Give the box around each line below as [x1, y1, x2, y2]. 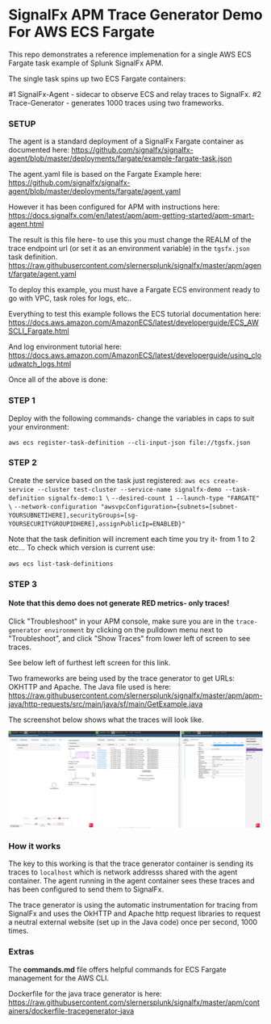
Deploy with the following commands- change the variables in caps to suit [8, 413, 255, 423]
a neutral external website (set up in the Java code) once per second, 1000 [8, 917, 258, 927]
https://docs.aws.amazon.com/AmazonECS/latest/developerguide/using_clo [8, 350, 262, 360]
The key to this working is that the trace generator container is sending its [8, 858, 254, 869]
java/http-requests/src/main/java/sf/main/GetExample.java [8, 699, 203, 708]
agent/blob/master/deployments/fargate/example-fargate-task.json [8, 153, 232, 163]
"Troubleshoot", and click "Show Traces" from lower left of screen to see [8, 633, 251, 643]
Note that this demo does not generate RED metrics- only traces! [8, 598, 230, 608]
